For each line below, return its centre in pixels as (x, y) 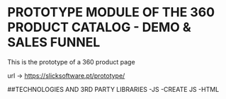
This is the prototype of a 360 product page (72, 62)
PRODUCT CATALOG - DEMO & (99, 27)
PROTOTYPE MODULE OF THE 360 (111, 12)
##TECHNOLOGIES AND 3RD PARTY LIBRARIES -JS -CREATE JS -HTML (113, 89)
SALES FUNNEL (54, 42)
